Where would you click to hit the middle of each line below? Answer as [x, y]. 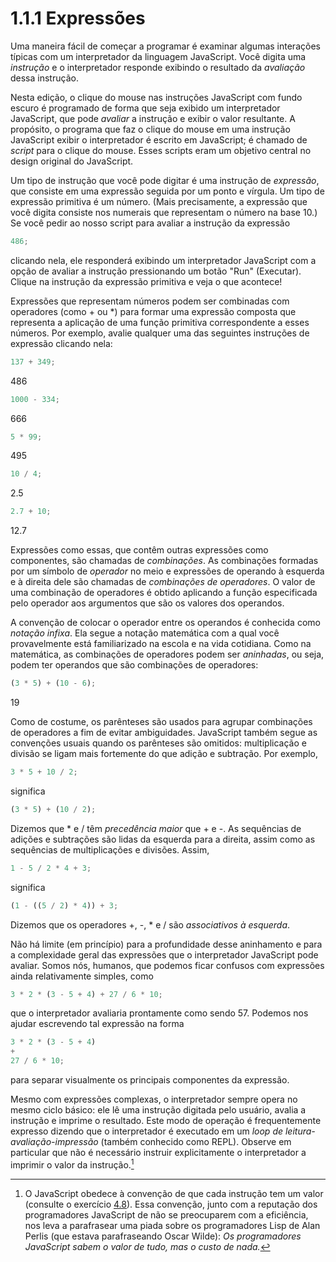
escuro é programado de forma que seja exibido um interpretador [145, 108]
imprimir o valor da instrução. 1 [72, 1164]
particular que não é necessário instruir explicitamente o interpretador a [158, 1153]
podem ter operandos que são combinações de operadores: [134, 665]
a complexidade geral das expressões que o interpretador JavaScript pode [164, 954]
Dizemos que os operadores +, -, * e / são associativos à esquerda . [150, 924]
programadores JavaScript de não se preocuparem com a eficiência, [166, 1214]
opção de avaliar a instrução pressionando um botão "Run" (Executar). [156, 271]
